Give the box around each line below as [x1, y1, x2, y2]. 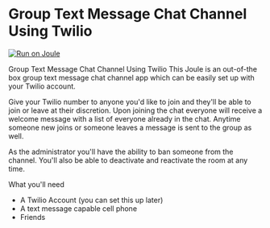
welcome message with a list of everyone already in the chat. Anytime [8, 114, 241, 123]
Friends [19, 212, 46, 222]
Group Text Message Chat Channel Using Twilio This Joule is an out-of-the [8, 64, 258, 73]
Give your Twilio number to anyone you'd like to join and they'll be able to [8, 97, 251, 106]
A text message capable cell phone [19, 203, 138, 213]
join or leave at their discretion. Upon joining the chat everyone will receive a [8, 106, 263, 115]
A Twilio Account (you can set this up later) [19, 195, 164, 205]
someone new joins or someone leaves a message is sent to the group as [8, 122, 252, 132]
